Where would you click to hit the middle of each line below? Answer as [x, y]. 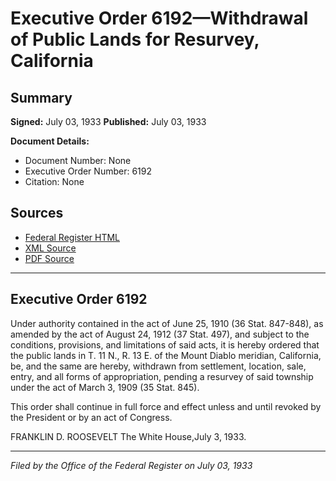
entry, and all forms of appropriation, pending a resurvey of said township [162, 376]
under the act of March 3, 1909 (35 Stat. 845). [105, 387]
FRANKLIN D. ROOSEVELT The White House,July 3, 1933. [128, 436]
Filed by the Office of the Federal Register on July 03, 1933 [131, 465]
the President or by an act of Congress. [91, 417]
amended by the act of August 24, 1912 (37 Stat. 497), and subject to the [160, 334]
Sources [37, 213]
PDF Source [49, 258]
